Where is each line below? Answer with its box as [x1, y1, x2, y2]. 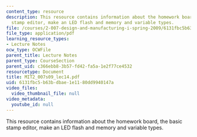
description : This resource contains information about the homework [6, 14, 180, 20]
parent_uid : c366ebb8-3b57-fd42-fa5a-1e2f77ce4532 [6, 63, 133, 69]
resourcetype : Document [6, 69, 64, 75]
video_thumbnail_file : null [11, 91, 80, 96]
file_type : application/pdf [6, 31, 75, 36]
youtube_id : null [11, 101, 54, 108]
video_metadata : [6, 96, 46, 102]
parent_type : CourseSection [6, 58, 75, 64]
